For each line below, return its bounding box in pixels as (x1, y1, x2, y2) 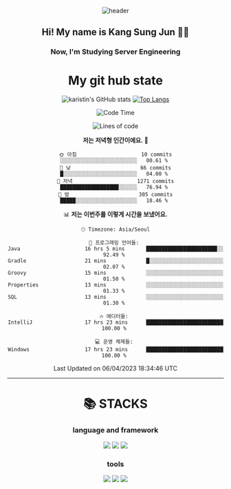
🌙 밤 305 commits (58, 191, 173, 198)
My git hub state (67, 72, 164, 88)
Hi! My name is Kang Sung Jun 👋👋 (41, 26, 190, 38)
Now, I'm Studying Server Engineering (50, 47, 181, 56)
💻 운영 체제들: (95, 338, 133, 346)
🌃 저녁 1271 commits (56, 178, 175, 185)
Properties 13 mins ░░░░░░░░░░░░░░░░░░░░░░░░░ (8, 282, 223, 289)
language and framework (72, 426, 159, 435)
